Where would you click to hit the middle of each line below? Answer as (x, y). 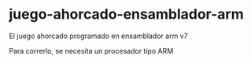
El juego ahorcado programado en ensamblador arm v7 (98, 36)
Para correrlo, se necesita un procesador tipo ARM (91, 51)
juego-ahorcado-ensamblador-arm (126, 14)
